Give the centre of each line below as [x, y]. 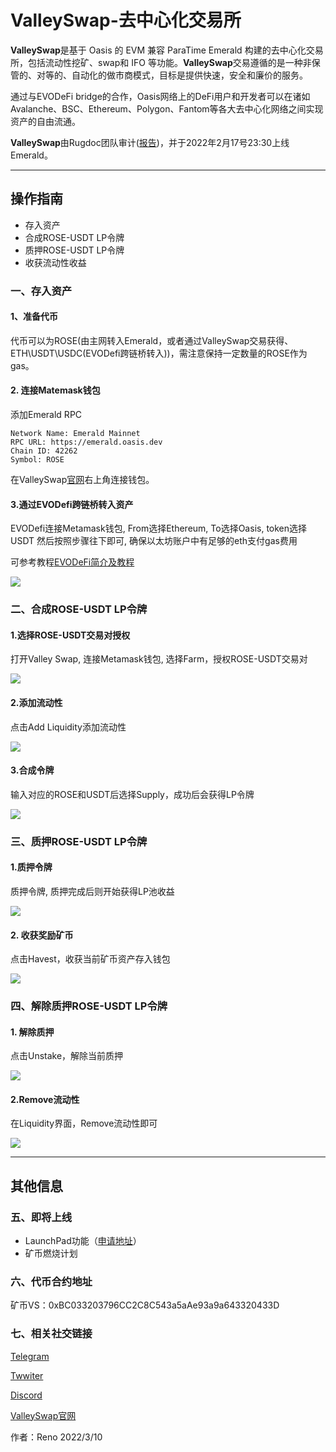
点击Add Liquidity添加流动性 [68, 727]
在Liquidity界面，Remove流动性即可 [84, 1123]
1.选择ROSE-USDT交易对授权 [70, 635]
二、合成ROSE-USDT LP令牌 [79, 609]
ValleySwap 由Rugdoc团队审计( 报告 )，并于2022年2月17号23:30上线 [150, 142]
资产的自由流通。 [45, 121]
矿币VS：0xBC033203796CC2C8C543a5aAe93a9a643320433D [145, 1305]
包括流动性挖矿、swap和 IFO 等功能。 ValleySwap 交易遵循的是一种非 [169, 62]
